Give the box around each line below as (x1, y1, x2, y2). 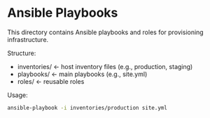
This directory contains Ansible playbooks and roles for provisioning (7, 28, 204, 36)
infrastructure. (7, 35, 49, 43)
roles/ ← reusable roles (17, 77, 85, 85)
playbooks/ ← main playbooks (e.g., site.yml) (17, 70, 148, 78)
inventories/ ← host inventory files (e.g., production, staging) (17, 62, 193, 71)
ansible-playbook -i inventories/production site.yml (7, 104, 168, 111)
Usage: (7, 91, 28, 99)
